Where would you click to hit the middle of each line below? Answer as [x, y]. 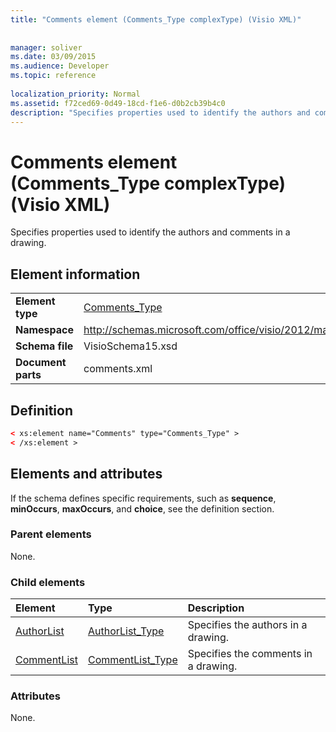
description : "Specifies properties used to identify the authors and [160, 112]
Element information [75, 274]
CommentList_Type [132, 660]
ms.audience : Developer [60, 66]
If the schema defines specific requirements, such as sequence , [143, 498]
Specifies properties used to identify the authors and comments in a [150, 232]
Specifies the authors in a [247, 625]
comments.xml [118, 369]
